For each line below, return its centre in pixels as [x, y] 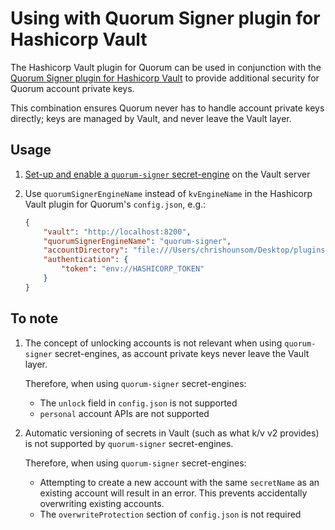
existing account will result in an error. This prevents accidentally [173, 493]
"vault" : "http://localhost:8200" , [117, 232]
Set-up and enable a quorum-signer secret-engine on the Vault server [167, 174]
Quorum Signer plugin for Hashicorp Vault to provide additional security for [165, 78]
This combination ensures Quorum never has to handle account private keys [167, 108]
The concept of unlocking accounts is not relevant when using [153, 343]
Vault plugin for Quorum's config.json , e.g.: [115, 204]
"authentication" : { [86, 260]
